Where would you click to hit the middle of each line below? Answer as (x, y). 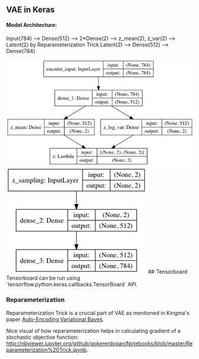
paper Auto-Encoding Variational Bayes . (55, 319)
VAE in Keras (31, 10)
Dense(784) (21, 51)
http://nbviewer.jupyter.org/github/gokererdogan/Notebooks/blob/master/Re (99, 343)
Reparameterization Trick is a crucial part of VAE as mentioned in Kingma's (98, 313)
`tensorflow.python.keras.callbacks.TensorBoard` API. (72, 285)
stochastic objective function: (42, 337)
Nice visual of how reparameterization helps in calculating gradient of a (94, 330)
